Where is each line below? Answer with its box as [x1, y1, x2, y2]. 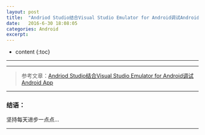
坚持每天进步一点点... [6, 116, 60, 123]
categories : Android [6, 26, 59, 32]
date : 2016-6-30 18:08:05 [6, 20, 78, 26]
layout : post [6, 9, 40, 15]
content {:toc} [15, 48, 51, 55]
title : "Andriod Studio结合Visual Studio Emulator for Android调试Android [6, 15, 200, 21]
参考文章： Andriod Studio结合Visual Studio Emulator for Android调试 [21, 72, 194, 80]
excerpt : [6, 32, 29, 38]
